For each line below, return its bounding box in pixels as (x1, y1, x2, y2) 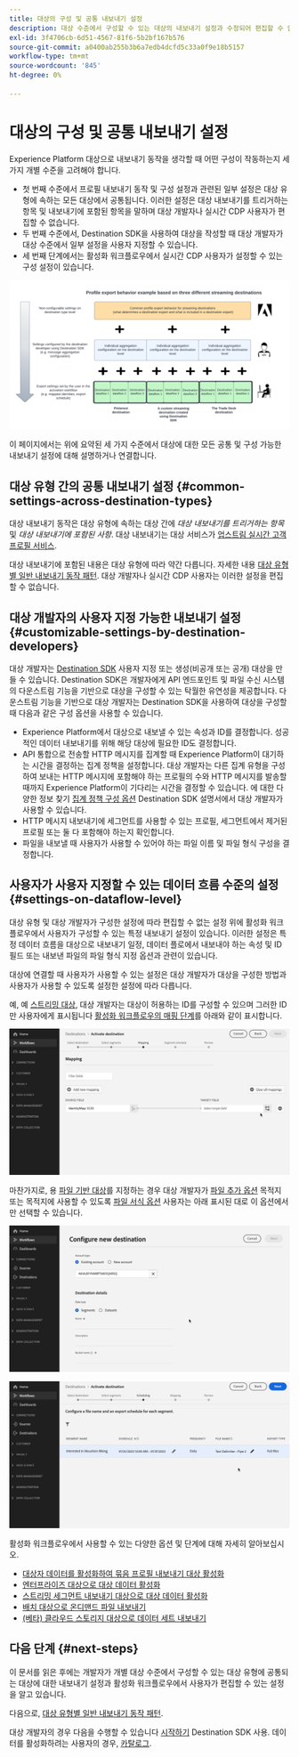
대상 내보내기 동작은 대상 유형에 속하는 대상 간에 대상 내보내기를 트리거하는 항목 (9, 518, 285, 529)
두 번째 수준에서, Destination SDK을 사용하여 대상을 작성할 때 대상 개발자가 (21, 228, 284, 239)
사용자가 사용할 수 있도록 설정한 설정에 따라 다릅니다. (9, 980, 192, 991)
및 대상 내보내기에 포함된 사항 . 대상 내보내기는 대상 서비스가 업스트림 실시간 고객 (9, 530, 287, 540)
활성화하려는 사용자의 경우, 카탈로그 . (25, 1737, 152, 1748)
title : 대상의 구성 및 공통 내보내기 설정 (9, 14, 143, 23)
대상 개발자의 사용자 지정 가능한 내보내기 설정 (9, 610, 242, 625)
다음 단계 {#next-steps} (9, 1641, 140, 1656)
